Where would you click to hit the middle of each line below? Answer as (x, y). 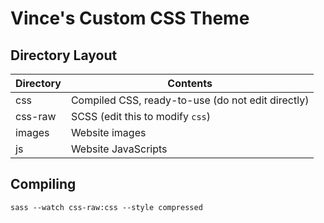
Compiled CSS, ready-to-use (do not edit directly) (190, 100)
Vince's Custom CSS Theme (130, 18)
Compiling (43, 184)
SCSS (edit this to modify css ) (141, 116)
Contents (190, 83)
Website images (108, 132)
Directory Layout (64, 55)
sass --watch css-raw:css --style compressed (106, 207)
